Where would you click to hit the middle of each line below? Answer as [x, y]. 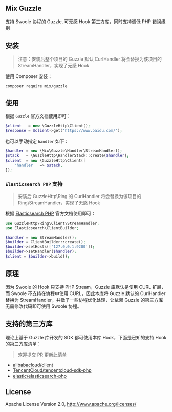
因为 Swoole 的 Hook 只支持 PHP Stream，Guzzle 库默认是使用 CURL [78, 287]
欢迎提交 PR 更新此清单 [42, 355]
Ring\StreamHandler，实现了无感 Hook [59, 203]
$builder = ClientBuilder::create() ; [46, 242]
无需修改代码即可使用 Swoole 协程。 [44, 306]
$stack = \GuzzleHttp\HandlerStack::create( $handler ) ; [67, 156]
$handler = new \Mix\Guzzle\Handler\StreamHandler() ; [64, 151]
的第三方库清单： [23, 344]
